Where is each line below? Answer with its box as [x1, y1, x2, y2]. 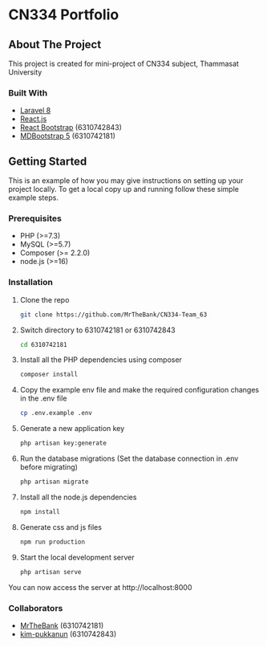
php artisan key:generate [19, 439, 107, 447]
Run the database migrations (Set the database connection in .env [19, 454, 239, 463]
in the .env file [19, 393, 67, 403]
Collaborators [8, 602, 63, 613]
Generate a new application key [19, 424, 125, 433]
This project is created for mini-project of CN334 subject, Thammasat [8, 59, 239, 68]
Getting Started [8, 154, 87, 168]
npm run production [19, 538, 86, 546]
